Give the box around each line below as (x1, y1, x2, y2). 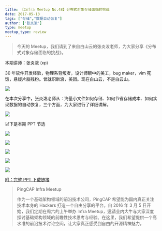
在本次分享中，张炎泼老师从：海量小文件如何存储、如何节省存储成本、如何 (5, 95, 153, 101)
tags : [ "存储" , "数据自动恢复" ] (5, 16, 62, 21)
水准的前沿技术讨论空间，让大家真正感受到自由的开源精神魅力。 (16, 221, 144, 226)
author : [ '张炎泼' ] (5, 20, 42, 26)
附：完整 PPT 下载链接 (5, 177, 50, 182)
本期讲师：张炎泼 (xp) (5, 60, 48, 65)
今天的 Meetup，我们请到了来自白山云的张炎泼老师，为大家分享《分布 (16, 44, 157, 49)
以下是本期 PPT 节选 (5, 121, 45, 126)
